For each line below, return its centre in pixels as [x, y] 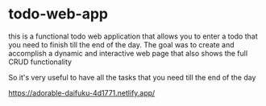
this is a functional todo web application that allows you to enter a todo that [133, 36]
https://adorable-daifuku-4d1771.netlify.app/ [82, 92]
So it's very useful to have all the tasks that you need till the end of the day [132, 77]
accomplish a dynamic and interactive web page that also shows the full [128, 53]
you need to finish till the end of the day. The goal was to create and [122, 44]
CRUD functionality [40, 62]
